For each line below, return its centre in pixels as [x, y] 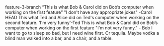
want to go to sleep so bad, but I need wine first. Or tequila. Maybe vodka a [82, 33]
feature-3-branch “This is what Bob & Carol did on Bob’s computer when [80, 7]
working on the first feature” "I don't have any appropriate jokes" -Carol [79, 12]
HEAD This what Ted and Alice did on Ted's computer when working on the [82, 17]
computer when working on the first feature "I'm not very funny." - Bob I [79, 28]
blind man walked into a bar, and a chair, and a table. [59, 38]
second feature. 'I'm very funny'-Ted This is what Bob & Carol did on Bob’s [82, 23]
